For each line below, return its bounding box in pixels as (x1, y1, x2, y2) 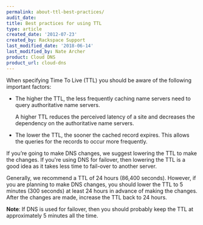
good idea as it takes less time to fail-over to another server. (6, 162, 157, 170)
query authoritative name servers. (15, 101, 100, 108)
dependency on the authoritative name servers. (15, 119, 134, 126)
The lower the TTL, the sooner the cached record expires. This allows (15, 131, 190, 139)
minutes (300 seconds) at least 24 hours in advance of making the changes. (6, 187, 198, 195)
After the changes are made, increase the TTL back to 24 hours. (6, 193, 167, 201)
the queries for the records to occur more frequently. (15, 137, 148, 145)
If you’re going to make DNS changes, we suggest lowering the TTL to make (6, 150, 198, 157)
